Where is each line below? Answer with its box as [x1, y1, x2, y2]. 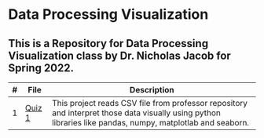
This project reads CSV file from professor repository [52, 98, 248, 108]
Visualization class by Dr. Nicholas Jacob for [8, 49, 232, 62]
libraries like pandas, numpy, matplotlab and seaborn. [52, 118, 250, 128]
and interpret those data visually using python [52, 107, 222, 118]
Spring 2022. [8, 61, 75, 74]
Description [129, 85, 174, 95]
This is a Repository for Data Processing [8, 37, 209, 50]
